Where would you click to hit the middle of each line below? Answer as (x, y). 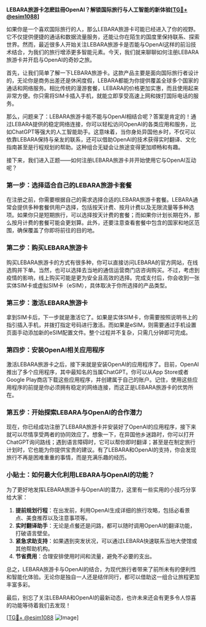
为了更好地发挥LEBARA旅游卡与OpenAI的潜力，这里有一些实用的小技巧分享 (101, 489)
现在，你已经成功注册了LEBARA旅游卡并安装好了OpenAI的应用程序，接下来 (101, 427)
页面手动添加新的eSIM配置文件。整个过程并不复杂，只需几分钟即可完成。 (99, 332)
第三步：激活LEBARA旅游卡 (47, 303)
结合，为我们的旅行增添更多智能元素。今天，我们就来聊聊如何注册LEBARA (105, 52)
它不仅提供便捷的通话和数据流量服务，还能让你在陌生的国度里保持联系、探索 (103, 37)
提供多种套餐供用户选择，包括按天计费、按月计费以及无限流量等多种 (103, 207)
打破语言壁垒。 (34, 533)
